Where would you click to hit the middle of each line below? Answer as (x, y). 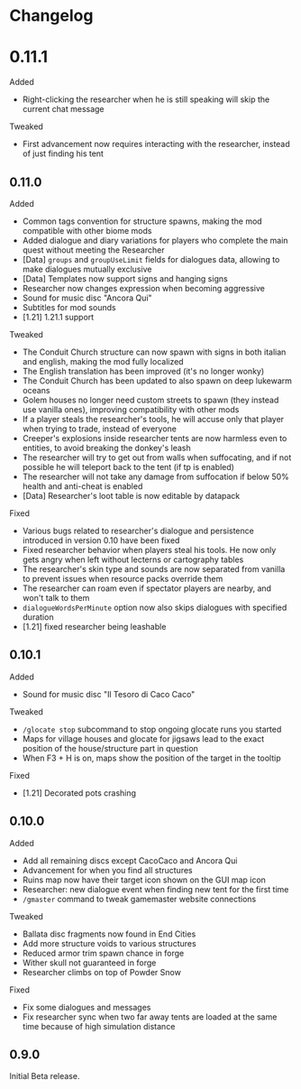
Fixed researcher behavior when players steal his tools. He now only (149, 549)
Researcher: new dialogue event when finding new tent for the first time (155, 889)
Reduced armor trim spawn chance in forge (103, 953)
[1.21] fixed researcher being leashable (94, 626)
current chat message (64, 109)
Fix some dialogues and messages (87, 1007)
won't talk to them (56, 597)
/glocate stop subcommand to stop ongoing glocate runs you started (152, 729)
